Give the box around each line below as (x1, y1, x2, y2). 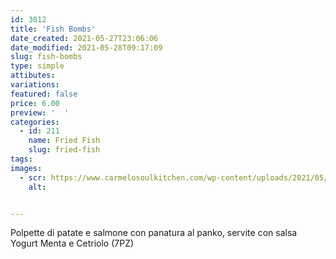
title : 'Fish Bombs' (10, 24, 97, 34)
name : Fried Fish (28, 136, 101, 146)
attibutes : (10, 71, 56, 81)
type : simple (10, 61, 65, 71)
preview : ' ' (10, 107, 70, 118)
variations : (10, 80, 60, 90)
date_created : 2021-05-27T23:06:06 (10, 33, 159, 43)
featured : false (10, 89, 78, 99)
